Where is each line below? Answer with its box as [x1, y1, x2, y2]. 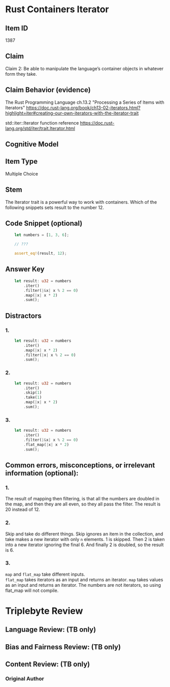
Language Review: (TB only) [5, 625, 96, 634]
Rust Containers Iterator [5, 4, 109, 15]
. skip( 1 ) [23, 390, 42, 395]
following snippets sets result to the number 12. [5, 204, 104, 211]
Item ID [5, 24, 28, 33]
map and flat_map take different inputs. [5, 571, 85, 577]
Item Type [5, 157, 38, 166]
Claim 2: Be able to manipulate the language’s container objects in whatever [5, 65, 164, 72]
